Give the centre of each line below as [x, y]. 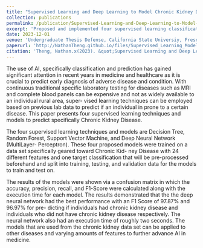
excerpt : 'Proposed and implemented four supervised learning [86, 29]
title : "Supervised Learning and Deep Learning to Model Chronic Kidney [100, 12]
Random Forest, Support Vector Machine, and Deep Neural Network [91, 138]
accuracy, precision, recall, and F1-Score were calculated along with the [96, 188]
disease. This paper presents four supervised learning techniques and [94, 113]
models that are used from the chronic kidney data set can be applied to [96, 227]
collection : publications [39, 18]
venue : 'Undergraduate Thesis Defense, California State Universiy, [94, 40]
